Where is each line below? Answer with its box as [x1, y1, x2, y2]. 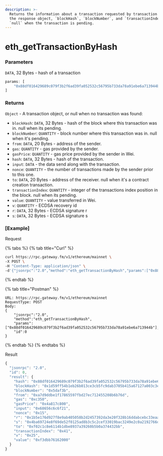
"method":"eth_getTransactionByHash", [14, 317, 92, 322]
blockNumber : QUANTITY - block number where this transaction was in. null [12, 130, 157, 136]
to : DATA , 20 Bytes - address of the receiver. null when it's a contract [12, 176, 149, 182]
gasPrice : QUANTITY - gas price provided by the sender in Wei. [12, 151, 135, 157]
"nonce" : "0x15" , [14, 410, 49, 416]
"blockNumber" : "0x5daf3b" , [14, 388, 70, 393]
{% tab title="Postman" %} [5, 286, 59, 292]
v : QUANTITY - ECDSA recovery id [12, 202, 77, 208]
